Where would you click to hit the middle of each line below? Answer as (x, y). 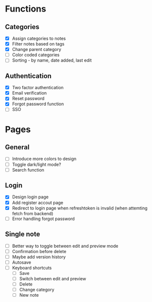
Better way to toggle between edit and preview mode (65, 246)
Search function (28, 170)
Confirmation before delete (39, 251)
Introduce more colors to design (44, 159)
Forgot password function (38, 104)
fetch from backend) (33, 213)
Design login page (30, 197)
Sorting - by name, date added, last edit (52, 60)
